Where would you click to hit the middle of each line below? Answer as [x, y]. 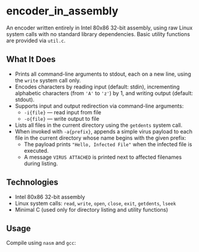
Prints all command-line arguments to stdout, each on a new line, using [103, 74]
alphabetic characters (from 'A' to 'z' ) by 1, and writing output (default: [104, 93]
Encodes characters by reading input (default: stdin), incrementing [97, 87]
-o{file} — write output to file [62, 118]
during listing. [41, 163]
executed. [36, 150]
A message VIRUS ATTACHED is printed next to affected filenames [103, 157]
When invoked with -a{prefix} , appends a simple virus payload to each [104, 131]
